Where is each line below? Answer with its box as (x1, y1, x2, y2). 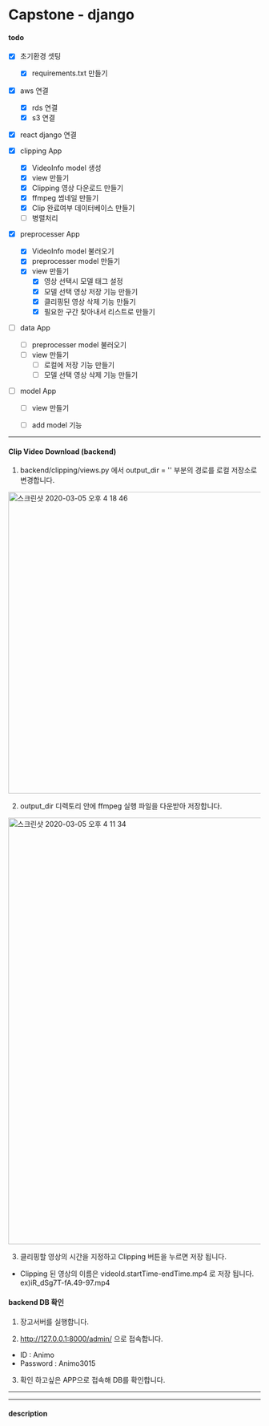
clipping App (19, 146, 62, 156)
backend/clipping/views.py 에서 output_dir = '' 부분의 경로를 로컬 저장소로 (19, 465, 258, 475)
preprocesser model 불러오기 (31, 339, 126, 350)
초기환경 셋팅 (19, 51, 62, 61)
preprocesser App (19, 229, 80, 239)
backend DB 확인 (8, 1298, 64, 1306)
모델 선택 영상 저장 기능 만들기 (43, 286, 139, 296)
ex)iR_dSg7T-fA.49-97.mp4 (19, 1278, 110, 1288)
